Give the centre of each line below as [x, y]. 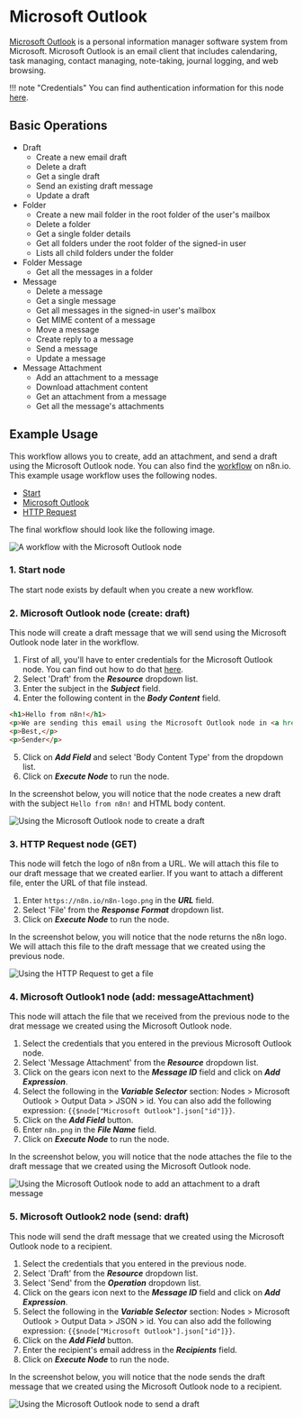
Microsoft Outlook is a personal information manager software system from [148, 41]
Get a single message [76, 300]
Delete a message [69, 291]
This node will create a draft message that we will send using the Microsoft [148, 633]
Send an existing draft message [94, 186]
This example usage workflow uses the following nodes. [113, 475]
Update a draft [62, 195]
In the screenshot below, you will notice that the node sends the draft [137, 1377]
